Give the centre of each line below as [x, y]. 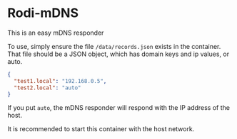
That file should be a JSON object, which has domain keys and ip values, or [118, 54]
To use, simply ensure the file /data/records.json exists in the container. [114, 46]
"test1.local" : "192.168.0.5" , [60, 81]
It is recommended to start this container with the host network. [101, 129]
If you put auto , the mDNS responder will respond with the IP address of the [119, 108]
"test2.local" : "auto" [47, 88]
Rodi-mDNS [43, 13]
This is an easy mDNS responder [56, 33]
